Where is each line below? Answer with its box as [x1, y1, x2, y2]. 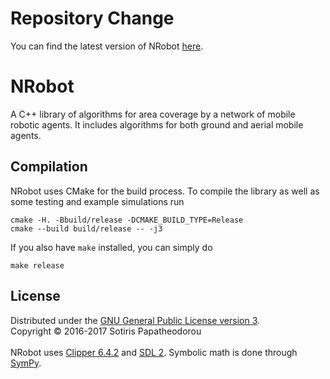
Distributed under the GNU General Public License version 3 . [10, 314, 261, 326]
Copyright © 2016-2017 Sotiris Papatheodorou [10, 325, 202, 337]
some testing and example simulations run [10, 195, 185, 207]
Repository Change [10, 7, 175, 30]
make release [10, 260, 65, 271]
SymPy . [10, 357, 42, 369]
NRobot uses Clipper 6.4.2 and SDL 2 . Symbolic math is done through [10, 346, 298, 358]
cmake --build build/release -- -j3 [10, 223, 163, 234]
